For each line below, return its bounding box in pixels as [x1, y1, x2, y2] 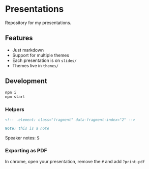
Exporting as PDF [5, 147, 48, 154]
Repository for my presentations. [5, 20, 72, 26]
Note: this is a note [5, 126, 50, 131]
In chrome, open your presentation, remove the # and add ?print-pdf [5, 158, 145, 164]
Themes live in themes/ [12, 62, 59, 68]
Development [5, 77, 48, 85]
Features [5, 34, 33, 42]
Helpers [5, 106, 25, 113]
